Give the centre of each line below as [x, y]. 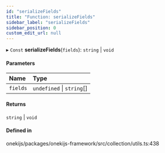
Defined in [19, 131]
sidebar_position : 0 [31, 28]
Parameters [20, 63]
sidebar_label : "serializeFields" [48, 22]
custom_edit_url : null [34, 33]
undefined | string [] [60, 88]
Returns [16, 104]
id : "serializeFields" [34, 11]
